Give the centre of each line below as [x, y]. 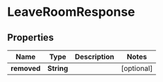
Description [95, 57]
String [58, 68]
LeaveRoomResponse [71, 12]
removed [26, 68]
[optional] [137, 68]
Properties [31, 38]
